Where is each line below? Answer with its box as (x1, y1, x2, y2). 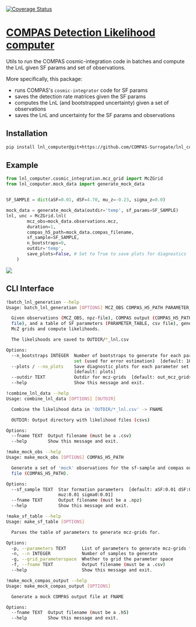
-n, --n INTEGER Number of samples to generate (11, 551, 158, 557)
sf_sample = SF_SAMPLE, (27, 235, 80, 241)
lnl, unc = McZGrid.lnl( (6, 213, 66, 219)
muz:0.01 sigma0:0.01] (58, 492, 114, 498)
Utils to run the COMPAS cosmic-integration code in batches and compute (6, 57, 185, 64)
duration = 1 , (27, 224, 57, 229)
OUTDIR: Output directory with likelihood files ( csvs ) (11, 417, 150, 423)
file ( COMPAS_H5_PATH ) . (11, 470, 69, 477)
